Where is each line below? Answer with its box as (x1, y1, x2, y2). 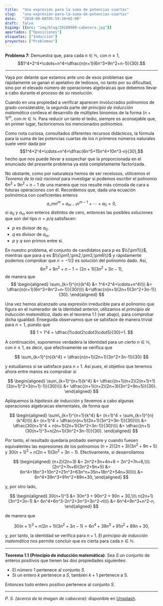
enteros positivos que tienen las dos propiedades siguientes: (5, 557, 127, 563)
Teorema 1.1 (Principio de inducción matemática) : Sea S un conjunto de (5, 552, 150, 558)
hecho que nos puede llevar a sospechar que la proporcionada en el (5, 156, 142, 162)
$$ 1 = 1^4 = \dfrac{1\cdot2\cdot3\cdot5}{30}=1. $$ (30, 329, 133, 335)
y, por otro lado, (5, 483, 37, 489)
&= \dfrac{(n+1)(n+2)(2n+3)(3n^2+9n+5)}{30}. (63, 383, 157, 389)
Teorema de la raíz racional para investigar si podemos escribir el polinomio (5, 176, 157, 182)
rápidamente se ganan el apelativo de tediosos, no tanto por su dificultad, (5, 79, 152, 85)
